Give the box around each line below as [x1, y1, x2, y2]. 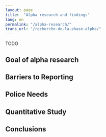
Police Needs [5, 90, 48, 99]
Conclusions [5, 125, 46, 133]
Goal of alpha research [5, 55, 79, 64]
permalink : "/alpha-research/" [5, 21, 72, 27]
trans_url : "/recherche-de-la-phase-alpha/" [5, 27, 101, 32]
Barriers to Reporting [5, 73, 74, 81]
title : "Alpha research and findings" [5, 12, 90, 17]
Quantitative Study [5, 107, 67, 116]
